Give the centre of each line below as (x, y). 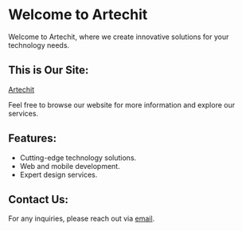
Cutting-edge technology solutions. (78, 158)
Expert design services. (59, 174)
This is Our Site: (49, 70)
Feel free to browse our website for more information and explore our (122, 104)
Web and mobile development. (70, 166)
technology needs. (39, 45)
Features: (33, 138)
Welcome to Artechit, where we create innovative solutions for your (119, 37)
